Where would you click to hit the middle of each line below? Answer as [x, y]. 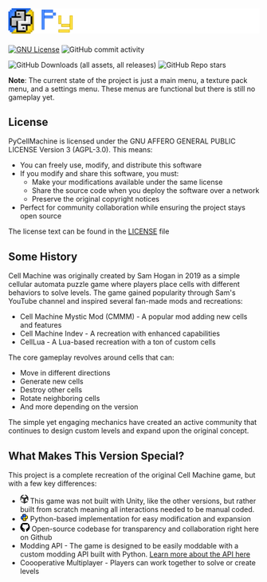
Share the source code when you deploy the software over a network [145, 191]
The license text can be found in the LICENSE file [89, 231]
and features [41, 325]
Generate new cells [51, 381]
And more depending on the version [79, 407]
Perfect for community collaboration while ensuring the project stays [132, 207]
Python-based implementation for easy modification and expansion [140, 518]
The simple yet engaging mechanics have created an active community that [133, 423]
